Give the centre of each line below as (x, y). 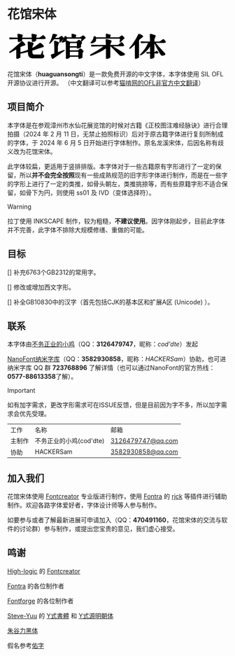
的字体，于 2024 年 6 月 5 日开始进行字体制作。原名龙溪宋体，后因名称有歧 (116, 142)
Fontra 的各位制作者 (36, 586)
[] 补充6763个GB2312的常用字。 (54, 272)
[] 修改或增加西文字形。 (41, 287)
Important (21, 391)
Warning (19, 207)
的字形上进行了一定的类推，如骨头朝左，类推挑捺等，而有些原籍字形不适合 (114, 183)
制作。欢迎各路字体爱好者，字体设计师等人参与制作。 (84, 505)
